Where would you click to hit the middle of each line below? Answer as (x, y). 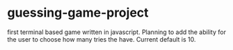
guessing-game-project (78, 13)
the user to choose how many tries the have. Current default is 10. (102, 39)
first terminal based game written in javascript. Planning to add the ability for (116, 32)
